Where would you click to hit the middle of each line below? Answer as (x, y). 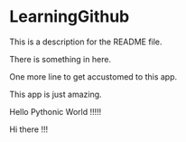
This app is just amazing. (56, 94)
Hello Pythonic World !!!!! (56, 111)
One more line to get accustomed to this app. (93, 76)
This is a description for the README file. (86, 42)
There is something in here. (60, 59)
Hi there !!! (28, 129)
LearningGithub (70, 17)
